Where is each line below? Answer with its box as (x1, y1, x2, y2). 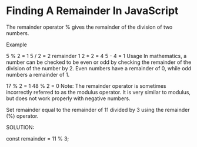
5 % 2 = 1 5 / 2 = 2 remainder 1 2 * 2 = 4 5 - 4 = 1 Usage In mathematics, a (6, 52, 187, 59)
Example (6, 41, 28, 48)
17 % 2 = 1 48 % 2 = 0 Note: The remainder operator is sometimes (6, 82, 166, 89)
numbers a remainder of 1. (6, 71, 70, 78)
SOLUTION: (6, 124, 35, 131)
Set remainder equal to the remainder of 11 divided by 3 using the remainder (6, 106, 190, 113)
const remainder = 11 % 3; (6, 135, 69, 142)
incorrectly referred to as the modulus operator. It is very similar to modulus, (6, 88, 191, 95)
